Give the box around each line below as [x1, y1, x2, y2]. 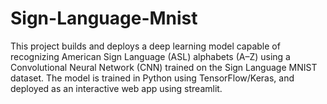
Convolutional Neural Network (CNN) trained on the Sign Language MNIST [10, 61, 318, 73]
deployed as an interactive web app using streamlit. [10, 82, 223, 94]
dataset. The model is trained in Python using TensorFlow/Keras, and [10, 72, 295, 84]
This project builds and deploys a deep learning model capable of [10, 40, 281, 52]
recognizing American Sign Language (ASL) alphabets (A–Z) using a [10, 50, 291, 62]
